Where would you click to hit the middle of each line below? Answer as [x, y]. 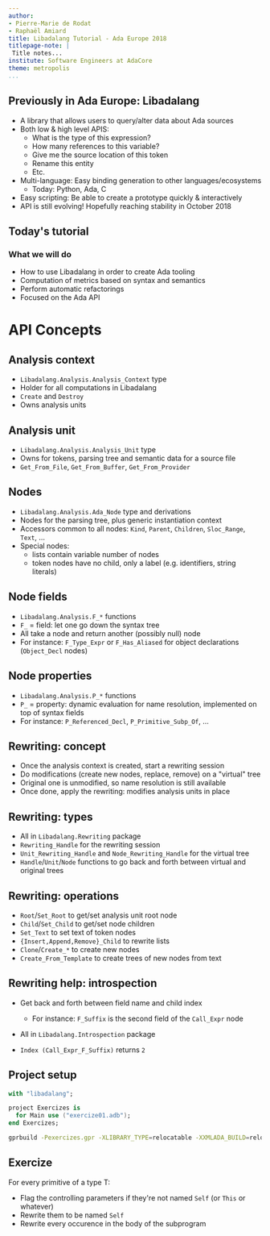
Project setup [43, 1075]
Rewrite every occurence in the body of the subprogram [113, 1223]
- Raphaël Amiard [37, 31]
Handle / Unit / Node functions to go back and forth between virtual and [133, 862]
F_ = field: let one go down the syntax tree [90, 625]
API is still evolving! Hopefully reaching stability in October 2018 [125, 206]
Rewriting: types [51, 816]
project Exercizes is [45, 1108]
